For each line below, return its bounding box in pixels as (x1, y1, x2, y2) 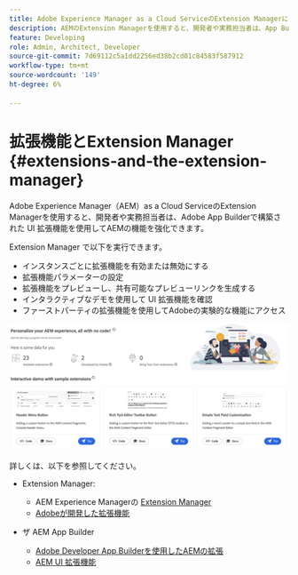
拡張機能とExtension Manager (9, 132, 234, 151)
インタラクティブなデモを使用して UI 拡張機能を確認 (21, 293, 213, 304)
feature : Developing (9, 33, 86, 42)
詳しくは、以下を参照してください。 (9, 460, 142, 471)
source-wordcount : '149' (9, 71, 101, 80)
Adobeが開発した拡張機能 (35, 507, 130, 519)
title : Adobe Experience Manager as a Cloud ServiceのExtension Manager (9, 14, 282, 23)
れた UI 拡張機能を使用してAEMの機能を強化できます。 (9, 222, 208, 233)
